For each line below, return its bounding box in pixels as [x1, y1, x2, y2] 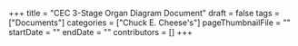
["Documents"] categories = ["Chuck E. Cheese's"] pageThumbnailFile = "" [8, 17, 292, 28]
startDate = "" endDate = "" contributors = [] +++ [8, 27, 193, 37]
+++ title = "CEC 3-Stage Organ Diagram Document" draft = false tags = [8, 8, 281, 18]
